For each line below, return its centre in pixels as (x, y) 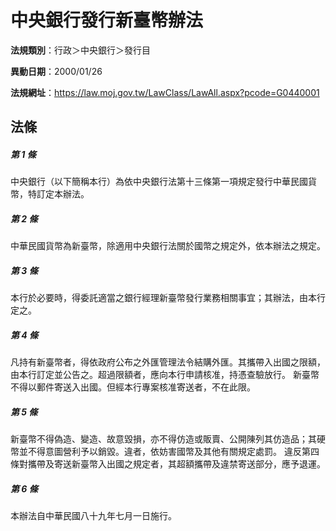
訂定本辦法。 (63, 194)
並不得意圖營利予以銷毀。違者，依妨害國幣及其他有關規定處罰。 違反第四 (169, 452)
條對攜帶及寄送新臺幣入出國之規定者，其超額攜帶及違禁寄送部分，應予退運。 (168, 464)
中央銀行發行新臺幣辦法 (107, 20)
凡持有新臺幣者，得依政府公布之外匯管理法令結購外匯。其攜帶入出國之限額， (168, 362)
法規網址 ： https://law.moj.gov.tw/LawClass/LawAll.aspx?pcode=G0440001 (165, 92)
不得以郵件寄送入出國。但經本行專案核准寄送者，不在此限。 (133, 387)
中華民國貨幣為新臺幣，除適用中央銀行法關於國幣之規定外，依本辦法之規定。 (168, 246)
